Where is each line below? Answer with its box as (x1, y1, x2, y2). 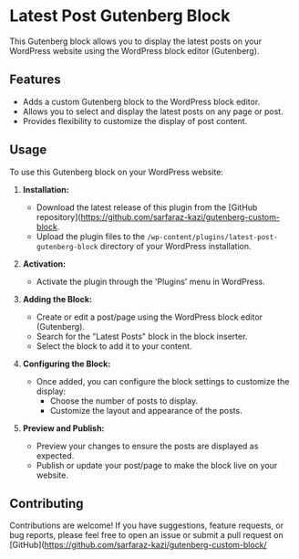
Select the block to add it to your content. (36, 340, 192, 352)
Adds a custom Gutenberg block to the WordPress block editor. (22, 96, 261, 107)
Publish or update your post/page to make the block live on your (36, 459, 278, 470)
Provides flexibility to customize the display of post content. (22, 115, 248, 126)
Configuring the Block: (22, 358, 111, 369)
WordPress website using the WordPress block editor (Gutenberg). (9, 45, 260, 56)
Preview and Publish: (22, 422, 105, 434)
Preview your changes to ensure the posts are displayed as (36, 440, 259, 451)
